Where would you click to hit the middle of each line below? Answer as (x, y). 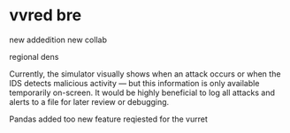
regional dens (34, 56)
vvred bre (46, 15)
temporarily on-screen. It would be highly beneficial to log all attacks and (142, 92)
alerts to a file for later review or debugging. (89, 101)
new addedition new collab (58, 40)
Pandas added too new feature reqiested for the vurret (108, 119)
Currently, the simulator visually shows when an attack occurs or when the (145, 74)
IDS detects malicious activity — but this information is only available (134, 83)
